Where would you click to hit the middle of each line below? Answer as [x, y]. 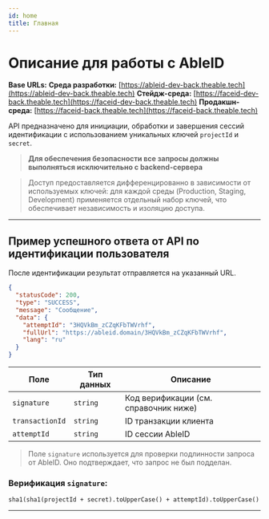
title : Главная [34, 23]
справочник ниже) [161, 408]
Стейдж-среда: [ [166, 94]
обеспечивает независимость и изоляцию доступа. [116, 209]
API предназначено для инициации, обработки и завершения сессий [126, 126]
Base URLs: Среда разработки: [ [65, 85]
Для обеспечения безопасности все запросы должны [123, 159]
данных [95, 384]
